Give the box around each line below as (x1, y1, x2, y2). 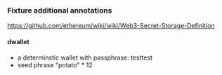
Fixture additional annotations (7, 6, 112, 15)
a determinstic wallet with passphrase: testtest (17, 53, 153, 62)
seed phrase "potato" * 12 (17, 60, 93, 69)
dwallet (7, 37, 30, 46)
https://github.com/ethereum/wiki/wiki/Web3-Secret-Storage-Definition (7, 22, 216, 30)
